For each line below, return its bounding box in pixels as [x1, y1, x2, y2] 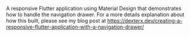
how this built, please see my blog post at [6, 17, 106, 24]
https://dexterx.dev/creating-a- [107, 17, 183, 24]
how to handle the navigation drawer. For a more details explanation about [6, 11, 185, 18]
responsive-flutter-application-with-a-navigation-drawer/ [6, 23, 144, 30]
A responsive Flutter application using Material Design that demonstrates [6, 5, 182, 12]
